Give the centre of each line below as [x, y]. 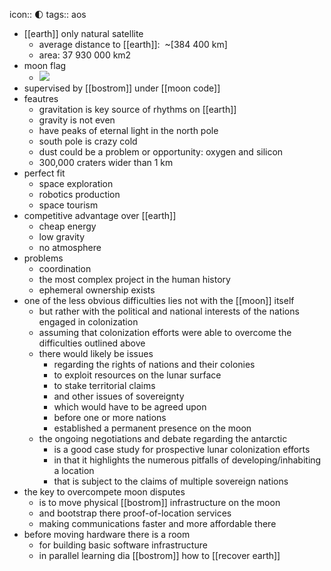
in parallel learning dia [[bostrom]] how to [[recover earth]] [159, 555]
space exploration [76, 183]
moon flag [45, 65]
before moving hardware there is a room [107, 534]
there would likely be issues [96, 353]
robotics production [79, 194]
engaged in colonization [88, 322]
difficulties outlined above [92, 343]
